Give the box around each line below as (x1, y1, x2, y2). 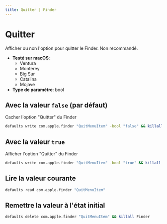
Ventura (19, 60, 36, 66)
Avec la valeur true (5, 137, 65, 146)
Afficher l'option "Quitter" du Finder (5, 151, 78, 157)
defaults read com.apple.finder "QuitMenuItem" (5, 187, 106, 192)
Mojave (19, 81, 35, 87)
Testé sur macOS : (12, 55, 50, 61)
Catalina (19, 76, 37, 82)
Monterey (19, 65, 40, 71)
